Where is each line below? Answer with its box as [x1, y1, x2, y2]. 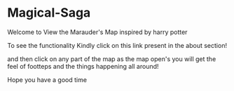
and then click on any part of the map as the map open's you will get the [7, 54, 216, 63]
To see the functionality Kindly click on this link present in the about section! [7, 41, 228, 49]
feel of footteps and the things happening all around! [7, 62, 159, 70]
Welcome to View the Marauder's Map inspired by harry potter [7, 28, 188, 36]
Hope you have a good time [7, 75, 88, 84]
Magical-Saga [7, 5, 91, 21]
